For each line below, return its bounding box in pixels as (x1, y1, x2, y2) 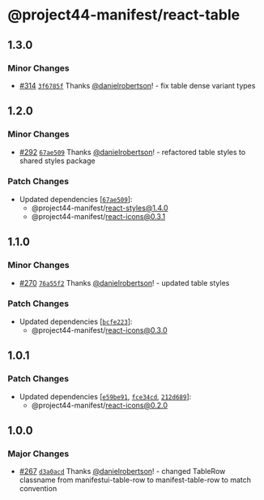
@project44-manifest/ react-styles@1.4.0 (31, 203, 168, 213)
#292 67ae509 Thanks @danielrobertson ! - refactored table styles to (19, 147, 246, 157)
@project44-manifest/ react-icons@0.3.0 (31, 325, 168, 334)
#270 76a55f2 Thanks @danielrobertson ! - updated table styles (19, 278, 230, 287)
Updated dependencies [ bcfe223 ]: (19, 317, 133, 326)
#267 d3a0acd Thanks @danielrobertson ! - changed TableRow (19, 467, 226, 476)
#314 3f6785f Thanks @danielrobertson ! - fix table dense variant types (19, 80, 256, 90)
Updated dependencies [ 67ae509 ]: (19, 194, 133, 204)
